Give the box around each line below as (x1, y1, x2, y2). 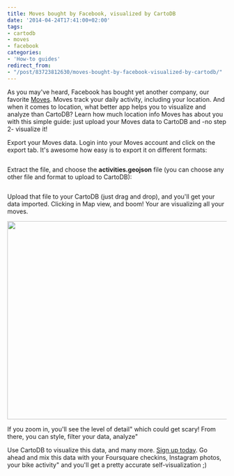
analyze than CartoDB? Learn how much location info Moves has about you (7, 109, 224, 118)
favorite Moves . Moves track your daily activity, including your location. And (7, 95, 225, 103)
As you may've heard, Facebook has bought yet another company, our (7, 88, 210, 96)
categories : (7, 49, 42, 56)
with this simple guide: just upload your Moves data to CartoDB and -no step (7, 117, 226, 125)
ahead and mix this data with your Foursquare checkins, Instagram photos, (7, 453, 221, 461)
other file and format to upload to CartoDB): (7, 172, 132, 181)
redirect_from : (7, 62, 52, 69)
